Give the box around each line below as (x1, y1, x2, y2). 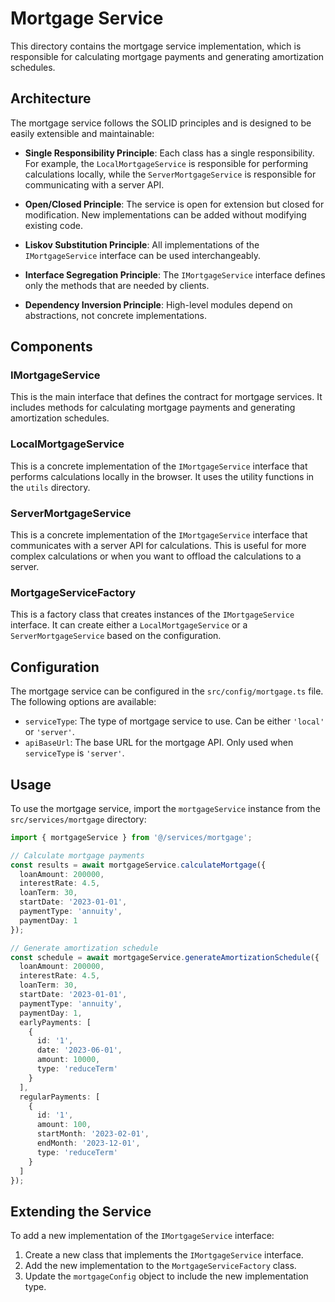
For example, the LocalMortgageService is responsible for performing (24, 157, 309, 169)
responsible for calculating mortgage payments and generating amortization (10, 50, 325, 62)
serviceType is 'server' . (24, 747, 125, 759)
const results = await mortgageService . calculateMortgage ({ (10, 860, 267, 870)
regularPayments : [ (19, 1092, 101, 1102)
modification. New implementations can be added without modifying (24, 208, 307, 221)
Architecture (10, 90, 92, 107)
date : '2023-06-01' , (36, 1045, 123, 1056)
